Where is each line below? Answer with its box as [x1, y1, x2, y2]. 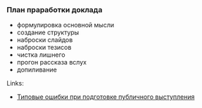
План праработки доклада [6, 5, 103, 15]
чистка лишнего [16, 50, 65, 59]
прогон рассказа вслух [16, 58, 87, 67]
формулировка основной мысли [16, 21, 114, 29]
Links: [6, 79, 24, 88]
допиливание [16, 65, 57, 74]
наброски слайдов [16, 36, 73, 44]
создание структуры [16, 28, 80, 36]
